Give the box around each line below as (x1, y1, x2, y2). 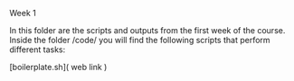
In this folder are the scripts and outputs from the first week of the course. (9, 25, 286, 35)
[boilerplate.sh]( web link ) (9, 62, 108, 72)
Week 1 (9, 8, 36, 18)
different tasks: (9, 44, 66, 55)
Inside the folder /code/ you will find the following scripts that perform (9, 35, 270, 45)
